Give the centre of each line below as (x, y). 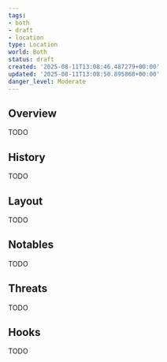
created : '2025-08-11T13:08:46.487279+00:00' (84, 67)
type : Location (33, 45)
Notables (31, 245)
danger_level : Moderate (47, 81)
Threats (28, 289)
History (27, 157)
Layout (26, 201)
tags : (17, 15)
